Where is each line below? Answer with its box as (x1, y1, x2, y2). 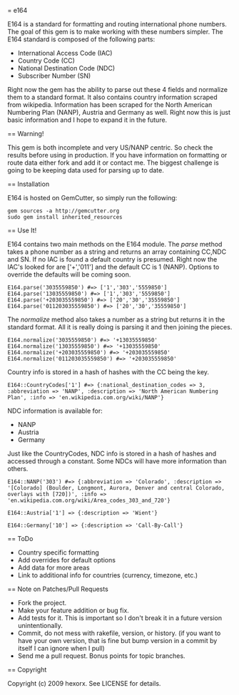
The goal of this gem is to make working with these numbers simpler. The (7, 28, 223, 36)
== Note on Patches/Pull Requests (7, 585, 108, 593)
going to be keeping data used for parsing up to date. (7, 166, 164, 174)
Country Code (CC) (17, 56, 75, 65)
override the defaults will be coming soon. (7, 270, 131, 279)
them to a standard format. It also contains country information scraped (7, 93, 218, 101)
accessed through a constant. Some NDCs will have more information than (7, 457, 227, 465)
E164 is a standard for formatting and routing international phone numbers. (7, 20, 227, 28)
